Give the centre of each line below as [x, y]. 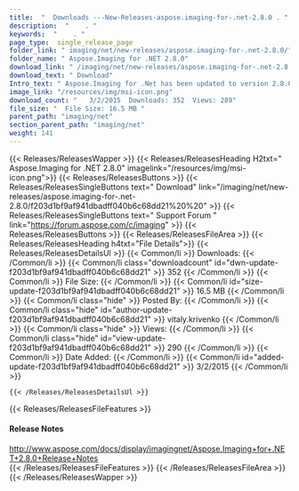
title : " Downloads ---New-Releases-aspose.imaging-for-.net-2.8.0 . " [149, 17]
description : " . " [53, 26]
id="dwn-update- [246, 262]
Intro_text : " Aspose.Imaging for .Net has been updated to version [139, 84]
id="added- [263, 357]
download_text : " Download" [61, 76]
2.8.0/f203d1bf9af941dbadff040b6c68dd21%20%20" [108, 205]
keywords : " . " [48, 34]
